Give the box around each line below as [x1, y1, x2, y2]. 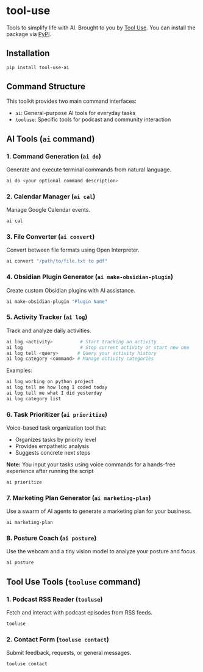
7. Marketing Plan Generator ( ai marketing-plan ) [6, 493, 151, 502]
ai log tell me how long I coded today [6, 384, 108, 390]
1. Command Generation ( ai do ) [6, 152, 102, 160]
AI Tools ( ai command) [6, 133, 95, 144]
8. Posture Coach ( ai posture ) [6, 534, 97, 542]
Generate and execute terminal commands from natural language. [6, 166, 172, 173]
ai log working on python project [6, 379, 94, 385]
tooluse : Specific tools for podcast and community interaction [15, 116, 171, 123]
